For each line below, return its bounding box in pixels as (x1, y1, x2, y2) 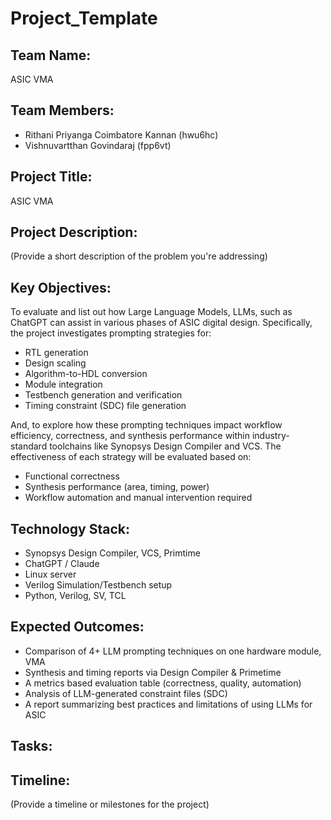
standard (10, 440, 48, 452)
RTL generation (24, 347, 89, 359)
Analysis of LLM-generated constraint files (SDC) (24, 687, 228, 699)
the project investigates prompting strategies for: (10, 327, 212, 339)
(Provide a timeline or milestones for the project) (10, 798, 210, 811)
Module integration (24, 378, 103, 391)
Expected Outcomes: (10, 618, 145, 636)
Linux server (24, 568, 77, 581)
